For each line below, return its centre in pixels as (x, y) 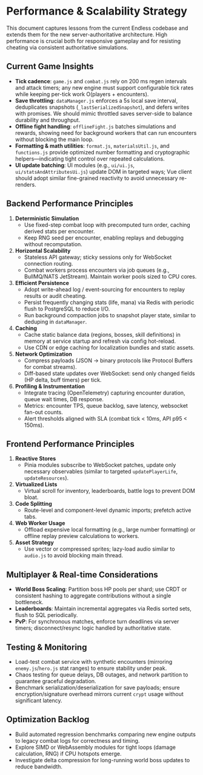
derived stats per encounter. (59, 231)
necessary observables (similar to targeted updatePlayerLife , (101, 472)
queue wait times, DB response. (64, 399)
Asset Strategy (35, 543)
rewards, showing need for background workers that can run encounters (106, 133)
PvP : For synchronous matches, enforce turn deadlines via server (97, 622)
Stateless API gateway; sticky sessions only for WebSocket (98, 257)
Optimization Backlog (48, 719)
